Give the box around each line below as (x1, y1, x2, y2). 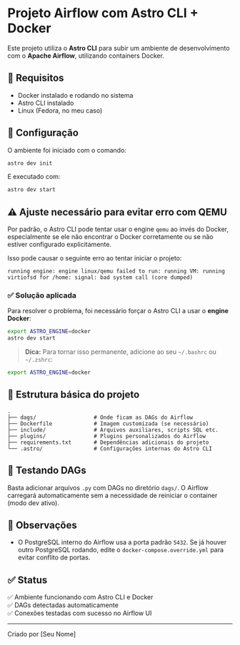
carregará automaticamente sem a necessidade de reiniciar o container (7, 491, 218, 499)
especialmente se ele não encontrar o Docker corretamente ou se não (7, 233, 214, 241)
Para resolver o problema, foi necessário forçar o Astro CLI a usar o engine (7, 307, 229, 315)
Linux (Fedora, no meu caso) (17, 106, 103, 115)
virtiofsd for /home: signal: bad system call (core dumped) (7, 274, 194, 281)
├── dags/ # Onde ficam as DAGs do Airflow (7, 414, 194, 421)
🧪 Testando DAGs (7, 464, 87, 477)
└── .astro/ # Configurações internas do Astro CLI (7, 445, 213, 452)
